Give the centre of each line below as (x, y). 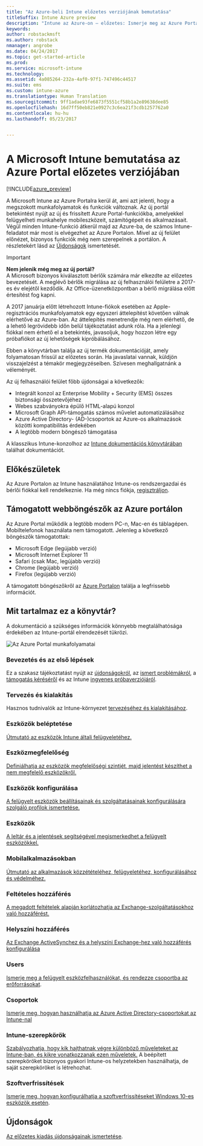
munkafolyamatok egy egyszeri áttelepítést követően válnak (114, 313)
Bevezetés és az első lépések (50, 659)
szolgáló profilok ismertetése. (43, 808)
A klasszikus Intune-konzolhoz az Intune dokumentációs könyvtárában (94, 444)
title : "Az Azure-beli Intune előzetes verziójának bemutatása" (89, 12)
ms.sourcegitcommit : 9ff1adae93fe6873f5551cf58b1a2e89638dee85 (88, 102)
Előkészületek (33, 469)
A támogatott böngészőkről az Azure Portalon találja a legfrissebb (88, 585)
